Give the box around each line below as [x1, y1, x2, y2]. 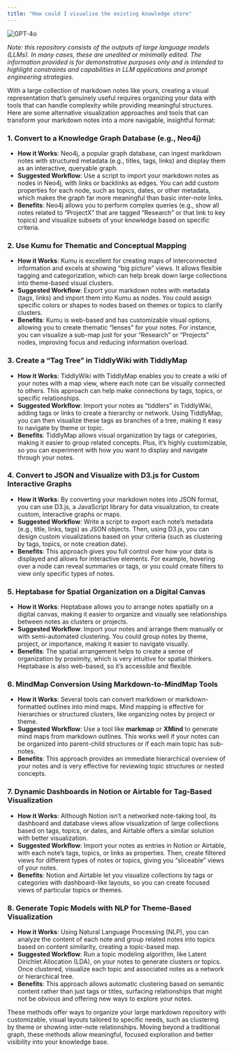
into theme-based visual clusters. [17, 279, 114, 287]
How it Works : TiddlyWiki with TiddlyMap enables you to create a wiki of [17, 371, 227, 380]
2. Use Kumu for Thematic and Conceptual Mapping [7, 240, 187, 250]
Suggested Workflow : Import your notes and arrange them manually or [17, 625, 224, 633]
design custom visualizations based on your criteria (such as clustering [17, 532, 223, 540]
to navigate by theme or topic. [17, 423, 104, 432]
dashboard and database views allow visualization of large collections [17, 818, 219, 827]
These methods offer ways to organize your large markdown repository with [7, 1008, 226, 1016]
